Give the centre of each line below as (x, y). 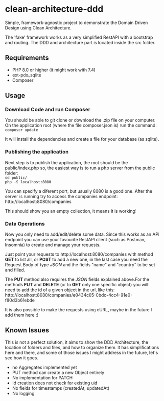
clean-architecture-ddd (54, 9)
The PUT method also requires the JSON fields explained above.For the (77, 279)
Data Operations (25, 224)
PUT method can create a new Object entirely (58, 372)
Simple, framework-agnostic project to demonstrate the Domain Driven (77, 23)
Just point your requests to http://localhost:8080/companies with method (79, 254)
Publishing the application (37, 152)
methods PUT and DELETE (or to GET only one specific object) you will (77, 285)
